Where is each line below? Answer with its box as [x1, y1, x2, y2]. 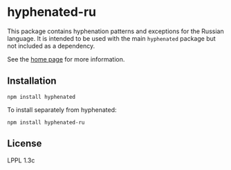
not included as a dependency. [7, 41, 95, 50]
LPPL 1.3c [7, 156, 35, 164]
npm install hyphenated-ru [7, 119, 85, 126]
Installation [7, 75, 57, 87]
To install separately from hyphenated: [7, 105, 117, 114]
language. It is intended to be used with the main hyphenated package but [7, 34, 216, 42]
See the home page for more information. [7, 55, 125, 63]
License [7, 138, 42, 149]
